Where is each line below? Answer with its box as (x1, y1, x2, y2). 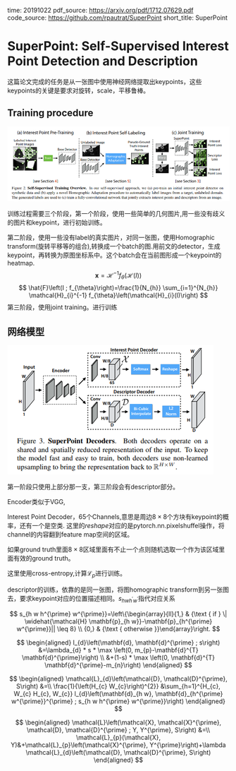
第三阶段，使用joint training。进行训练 (7, 303, 118, 311)
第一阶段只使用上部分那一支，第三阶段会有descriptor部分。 (7, 482, 180, 491)
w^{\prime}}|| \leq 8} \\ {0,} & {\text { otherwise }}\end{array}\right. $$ (16, 624, 221, 633)
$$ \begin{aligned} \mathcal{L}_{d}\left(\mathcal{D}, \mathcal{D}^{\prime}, (9, 674, 228, 683)
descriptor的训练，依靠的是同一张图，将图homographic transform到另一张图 (7, 585, 230, 594)
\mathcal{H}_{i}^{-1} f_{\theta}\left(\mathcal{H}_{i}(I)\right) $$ (28, 291, 209, 299)
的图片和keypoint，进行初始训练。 (7, 218, 107, 227)
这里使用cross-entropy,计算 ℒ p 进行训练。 (7, 568, 127, 579)
